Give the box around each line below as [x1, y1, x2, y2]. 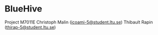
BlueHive [4, 3, 42, 14]
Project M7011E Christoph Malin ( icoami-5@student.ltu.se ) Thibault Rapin [4, 19, 153, 25]
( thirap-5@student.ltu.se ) [4, 24, 56, 30]
